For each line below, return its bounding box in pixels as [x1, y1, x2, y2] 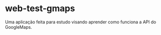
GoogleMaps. [5, 24, 32, 30]
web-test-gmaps [5, 3, 75, 14]
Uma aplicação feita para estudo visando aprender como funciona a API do [5, 19, 156, 25]
